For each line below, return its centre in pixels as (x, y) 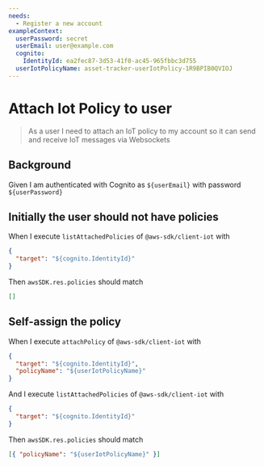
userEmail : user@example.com (65, 46)
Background (40, 165)
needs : (19, 16)
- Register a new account (59, 23)
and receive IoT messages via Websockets (99, 139)
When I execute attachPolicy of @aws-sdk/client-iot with (105, 341)
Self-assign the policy (65, 322)
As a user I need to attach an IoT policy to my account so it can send (142, 131)
